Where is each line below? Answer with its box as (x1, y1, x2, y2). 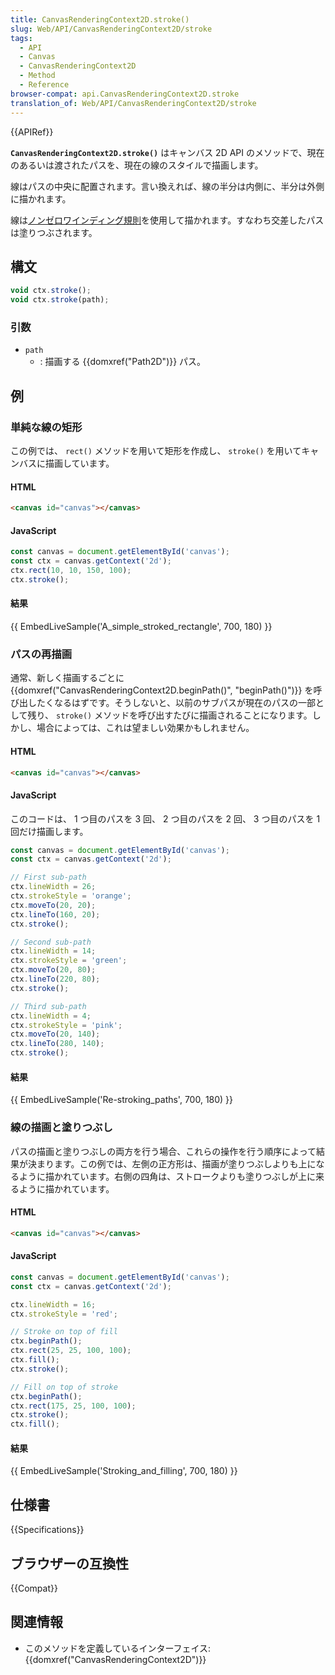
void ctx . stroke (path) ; (10, 295, 110, 305)
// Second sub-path (10, 937, 92, 947)
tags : (10, 33, 33, 43)
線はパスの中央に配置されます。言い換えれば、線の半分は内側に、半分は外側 (10, 180, 325, 192)
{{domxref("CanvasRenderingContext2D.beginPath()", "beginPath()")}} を (10, 684, 314, 696)
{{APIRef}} (10, 126, 54, 138)
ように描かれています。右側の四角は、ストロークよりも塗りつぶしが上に (18, 1170, 317, 1182)
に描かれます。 (10, 192, 72, 205)
